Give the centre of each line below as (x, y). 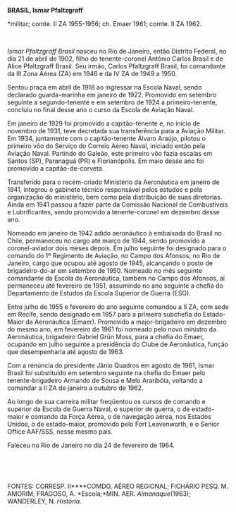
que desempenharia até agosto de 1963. (66, 352)
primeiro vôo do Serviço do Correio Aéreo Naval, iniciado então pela (106, 146)
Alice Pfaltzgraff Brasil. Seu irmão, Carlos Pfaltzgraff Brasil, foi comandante (117, 66)
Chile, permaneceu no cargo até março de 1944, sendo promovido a (106, 240)
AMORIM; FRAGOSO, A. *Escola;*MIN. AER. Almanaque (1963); (99, 494)
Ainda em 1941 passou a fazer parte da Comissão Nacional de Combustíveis (118, 205)
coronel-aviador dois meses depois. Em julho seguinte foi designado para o (117, 248)
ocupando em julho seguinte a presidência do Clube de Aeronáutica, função (118, 344)
